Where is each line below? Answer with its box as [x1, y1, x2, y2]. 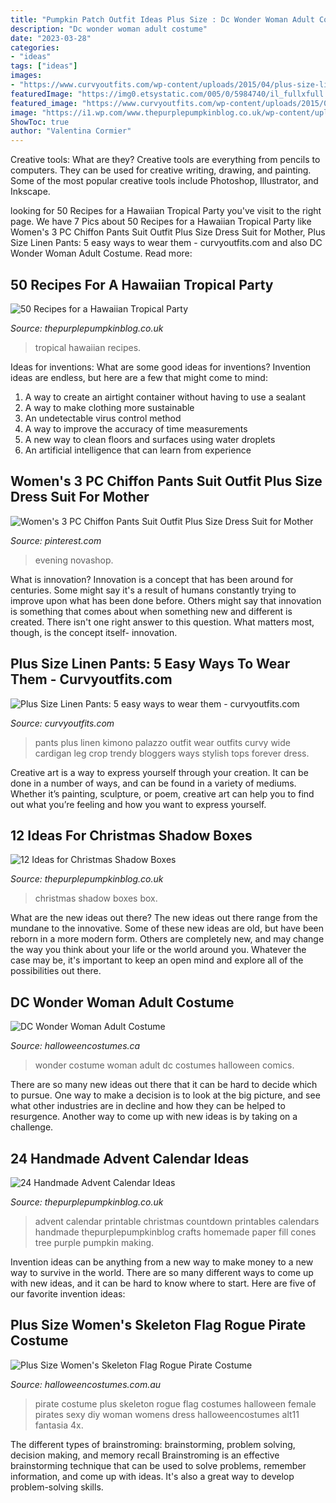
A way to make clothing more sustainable [24, 401, 195, 413]
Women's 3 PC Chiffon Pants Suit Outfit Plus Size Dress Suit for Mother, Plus [10, 226, 326, 238]
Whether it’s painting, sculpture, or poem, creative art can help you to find [10, 787, 315, 800]
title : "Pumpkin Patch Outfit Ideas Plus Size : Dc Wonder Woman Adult [10, 14, 315, 25]
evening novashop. [34, 554, 114, 566]
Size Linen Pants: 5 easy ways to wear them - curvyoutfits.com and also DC [10, 237, 323, 249]
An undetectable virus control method [24, 412, 182, 424]
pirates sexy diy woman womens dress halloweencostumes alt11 [34, 1408, 300, 1420]
